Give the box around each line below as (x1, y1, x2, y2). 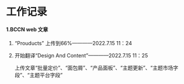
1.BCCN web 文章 (6, 25, 48, 32)
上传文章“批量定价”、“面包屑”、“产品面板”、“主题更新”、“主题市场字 (14, 64, 179, 71)
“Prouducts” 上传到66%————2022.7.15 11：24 (14, 40, 133, 47)
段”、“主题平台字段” (14, 72, 63, 79)
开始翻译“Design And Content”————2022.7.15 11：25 (14, 52, 148, 59)
